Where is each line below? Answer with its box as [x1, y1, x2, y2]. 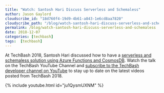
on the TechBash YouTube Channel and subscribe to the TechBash [5, 62, 139, 68]
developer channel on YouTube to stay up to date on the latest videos [5, 68, 144, 74]
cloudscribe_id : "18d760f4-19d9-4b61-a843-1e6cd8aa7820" [5, 16, 123, 21]
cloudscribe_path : [5, 20, 42, 26]
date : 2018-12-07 [5, 30, 41, 35]
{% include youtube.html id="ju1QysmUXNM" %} [5, 82, 104, 88]
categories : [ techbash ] [5, 35, 54, 39]
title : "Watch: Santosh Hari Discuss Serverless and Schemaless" [5, 7, 141, 12]
